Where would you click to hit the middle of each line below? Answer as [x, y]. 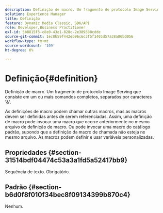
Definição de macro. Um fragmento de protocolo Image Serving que [73, 92]
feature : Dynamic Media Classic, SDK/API [48, 23]
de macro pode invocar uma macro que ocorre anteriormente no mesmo [77, 122]
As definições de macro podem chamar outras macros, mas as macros [76, 112]
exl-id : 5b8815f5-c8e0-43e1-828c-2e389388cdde [53, 32]
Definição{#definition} [52, 78]
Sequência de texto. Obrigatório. [38, 172]
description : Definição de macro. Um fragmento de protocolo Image [75, 9]
